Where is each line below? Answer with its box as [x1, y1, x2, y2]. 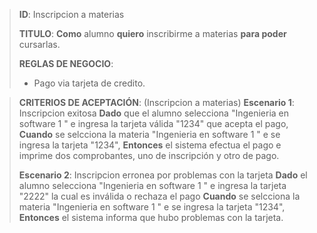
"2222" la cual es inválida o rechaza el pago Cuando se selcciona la [18, 190, 301, 202]
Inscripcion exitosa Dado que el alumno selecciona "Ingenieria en [18, 107, 290, 119]
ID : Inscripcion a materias [18, 9, 125, 20]
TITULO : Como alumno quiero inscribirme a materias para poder [18, 28, 287, 39]
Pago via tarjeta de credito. [33, 77, 146, 89]
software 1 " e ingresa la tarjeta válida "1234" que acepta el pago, [18, 118, 289, 129]
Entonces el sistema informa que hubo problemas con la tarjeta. [18, 212, 284, 223]
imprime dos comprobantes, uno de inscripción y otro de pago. [18, 150, 280, 161]
